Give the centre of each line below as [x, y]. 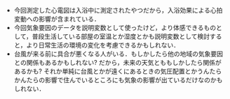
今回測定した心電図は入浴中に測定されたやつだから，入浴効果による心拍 [118, 10]
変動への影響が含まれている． [57, 19]
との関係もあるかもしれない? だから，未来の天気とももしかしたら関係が [118, 62]
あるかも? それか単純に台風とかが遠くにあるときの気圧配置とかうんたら [118, 71]
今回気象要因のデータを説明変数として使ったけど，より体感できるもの [115, 28]
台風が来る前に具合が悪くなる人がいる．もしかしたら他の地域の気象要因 [118, 54]
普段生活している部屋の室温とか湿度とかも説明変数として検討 [121, 36]
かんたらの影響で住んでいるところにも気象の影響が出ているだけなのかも [118, 80]
